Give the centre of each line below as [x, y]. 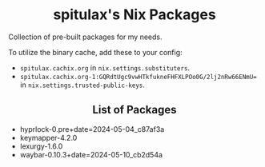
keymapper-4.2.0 [48, 137]
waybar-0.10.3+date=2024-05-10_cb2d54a [91, 154]
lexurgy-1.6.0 [41, 146]
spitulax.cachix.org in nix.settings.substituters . [105, 68]
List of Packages [135, 110]
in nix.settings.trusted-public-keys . [82, 85]
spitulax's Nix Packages [135, 15]
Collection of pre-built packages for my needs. [85, 37]
